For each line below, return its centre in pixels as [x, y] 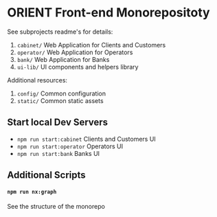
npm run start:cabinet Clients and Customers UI [86, 139]
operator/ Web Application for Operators [75, 52]
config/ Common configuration [61, 93]
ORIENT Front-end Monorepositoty [109, 13]
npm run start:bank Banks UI [58, 153]
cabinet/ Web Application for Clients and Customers [91, 45]
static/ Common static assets [60, 100]
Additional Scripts [46, 175]
